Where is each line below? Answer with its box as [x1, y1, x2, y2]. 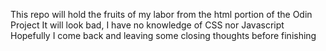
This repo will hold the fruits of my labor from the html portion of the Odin [10, 9, 313, 20]
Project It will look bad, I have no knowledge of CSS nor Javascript [10, 19, 285, 31]
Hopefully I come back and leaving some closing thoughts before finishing [10, 30, 317, 41]
